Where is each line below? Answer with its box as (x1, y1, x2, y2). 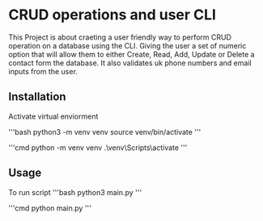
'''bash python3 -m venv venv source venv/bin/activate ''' (8, 127, 201, 136)
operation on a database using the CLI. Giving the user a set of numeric (8, 40, 247, 50)
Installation (8, 90, 66, 104)
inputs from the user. (8, 66, 78, 76)
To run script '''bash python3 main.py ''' (8, 187, 142, 197)
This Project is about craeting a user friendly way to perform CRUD (8, 32, 232, 42)
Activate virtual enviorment (8, 111, 99, 121)
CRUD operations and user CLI (8, 6, 217, 24)
